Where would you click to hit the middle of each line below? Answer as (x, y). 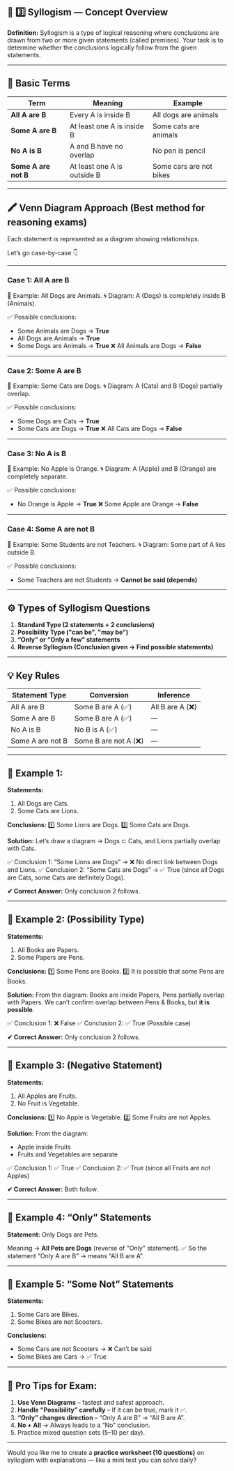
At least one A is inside (107, 126)
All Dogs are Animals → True (58, 338)
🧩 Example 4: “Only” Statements (79, 1217)
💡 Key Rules (34, 676)
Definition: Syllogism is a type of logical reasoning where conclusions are (113, 32)
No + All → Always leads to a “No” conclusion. (84, 1425)
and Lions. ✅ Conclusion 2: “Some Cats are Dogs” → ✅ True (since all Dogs (116, 870)
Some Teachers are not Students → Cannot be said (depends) (107, 580)
